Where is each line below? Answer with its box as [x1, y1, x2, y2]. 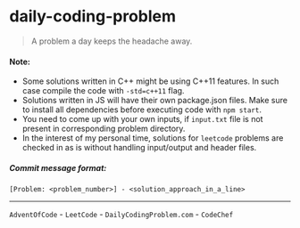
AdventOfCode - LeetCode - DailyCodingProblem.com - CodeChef [9, 209, 234, 220]
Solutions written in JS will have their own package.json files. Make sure [21, 95, 288, 106]
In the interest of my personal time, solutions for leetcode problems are [21, 133, 284, 143]
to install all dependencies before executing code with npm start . [21, 104, 262, 115]
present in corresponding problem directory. [21, 123, 186, 134]
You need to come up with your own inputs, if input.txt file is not [21, 114, 263, 125]
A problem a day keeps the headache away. [30, 36, 193, 46]
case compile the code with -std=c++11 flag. [21, 85, 185, 96]
